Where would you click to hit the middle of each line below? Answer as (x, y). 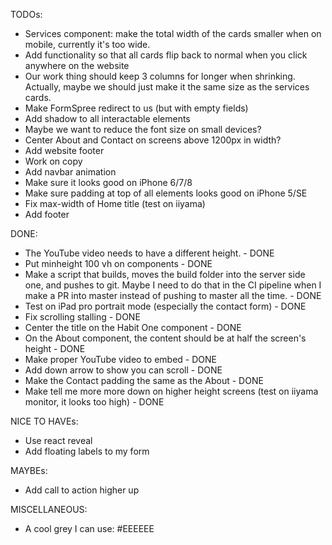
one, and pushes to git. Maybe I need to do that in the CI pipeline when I (173, 285)
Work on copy (53, 161)
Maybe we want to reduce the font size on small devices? (143, 129)
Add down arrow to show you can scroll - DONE (123, 370)
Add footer (47, 214)
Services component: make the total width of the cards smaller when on (173, 33)
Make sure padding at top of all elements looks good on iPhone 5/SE (166, 193)
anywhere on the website (77, 65)
